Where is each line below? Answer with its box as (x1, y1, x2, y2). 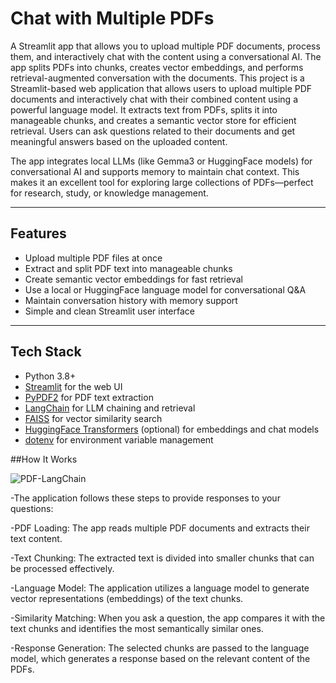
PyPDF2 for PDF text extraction (24, 391, 154, 403)
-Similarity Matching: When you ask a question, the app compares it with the (10, 612, 326, 624)
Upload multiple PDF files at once (24, 252, 163, 264)
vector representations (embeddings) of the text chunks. (10, 592, 244, 604)
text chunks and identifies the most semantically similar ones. (10, 622, 264, 634)
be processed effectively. (10, 562, 115, 574)
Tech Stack (10, 343, 82, 361)
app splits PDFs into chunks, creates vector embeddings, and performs (10, 61, 304, 73)
